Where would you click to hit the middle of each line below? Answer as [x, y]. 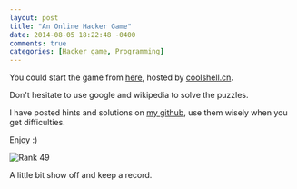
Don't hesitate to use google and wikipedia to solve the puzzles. [129, 95]
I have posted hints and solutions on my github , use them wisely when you [148, 113]
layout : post [34, 18]
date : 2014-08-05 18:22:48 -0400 [73, 35]
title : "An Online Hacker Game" [70, 26]
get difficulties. [37, 123]
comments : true [38, 43]
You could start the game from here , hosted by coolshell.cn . [122, 77]
